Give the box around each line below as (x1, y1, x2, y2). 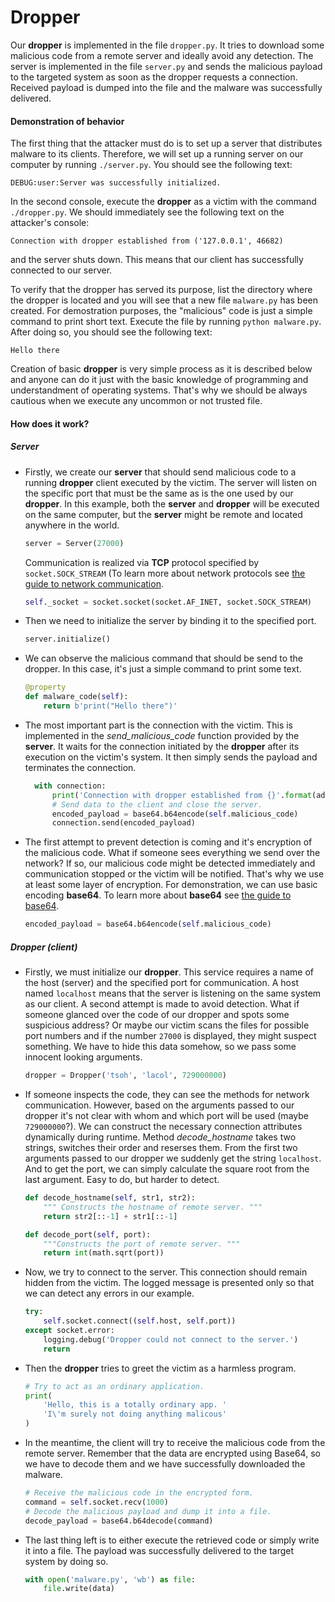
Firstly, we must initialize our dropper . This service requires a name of (24, 966, 315, 978)
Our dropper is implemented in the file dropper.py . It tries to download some (10, 39, 325, 51)
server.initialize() (24, 634, 111, 645)
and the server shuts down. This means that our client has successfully (10, 254, 304, 266)
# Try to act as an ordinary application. (24, 1381, 205, 1391)
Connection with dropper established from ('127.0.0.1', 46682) (10, 236, 284, 246)
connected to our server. (10, 264, 113, 276)
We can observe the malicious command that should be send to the (24, 652, 303, 665)
